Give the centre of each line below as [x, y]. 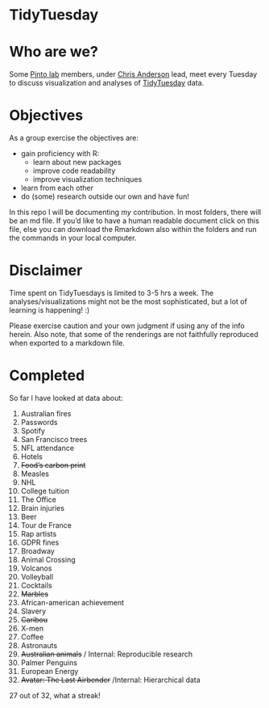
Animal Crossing [48, 559]
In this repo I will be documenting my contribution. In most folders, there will [135, 213]
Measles [35, 474]
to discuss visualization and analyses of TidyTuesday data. [107, 83]
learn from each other [57, 188]
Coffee [32, 637]
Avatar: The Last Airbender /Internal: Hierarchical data [110, 680]
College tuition [45, 491]
